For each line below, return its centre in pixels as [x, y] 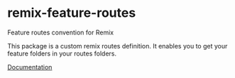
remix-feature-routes [72, 13]
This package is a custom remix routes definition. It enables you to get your [117, 46]
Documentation [30, 67]
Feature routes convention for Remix [61, 32]
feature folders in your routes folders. [62, 53]
